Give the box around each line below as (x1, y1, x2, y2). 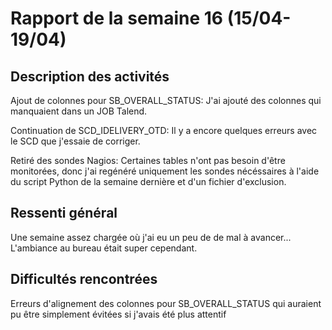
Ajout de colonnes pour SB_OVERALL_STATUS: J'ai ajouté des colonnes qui (10, 95, 322, 106)
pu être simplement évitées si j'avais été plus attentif (10, 308, 227, 320)
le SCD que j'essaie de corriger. (10, 135, 141, 147)
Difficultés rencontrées (10, 271, 158, 288)
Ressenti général (10, 205, 118, 222)
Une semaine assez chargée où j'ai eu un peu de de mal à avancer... (10, 231, 292, 243)
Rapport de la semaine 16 (10, 7, 224, 30)
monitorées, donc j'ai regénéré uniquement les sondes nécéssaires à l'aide (10, 165, 320, 177)
